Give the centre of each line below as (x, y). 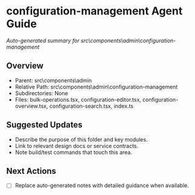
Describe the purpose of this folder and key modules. (81, 139)
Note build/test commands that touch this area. (74, 152)
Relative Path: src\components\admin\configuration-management (96, 87)
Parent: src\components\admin (53, 80)
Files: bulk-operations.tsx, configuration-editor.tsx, (78, 99)
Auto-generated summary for (43, 40)
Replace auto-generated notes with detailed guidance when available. (102, 185)
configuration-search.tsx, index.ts (91, 106)
